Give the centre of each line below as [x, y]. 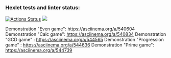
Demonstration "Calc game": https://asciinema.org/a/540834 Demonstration [86, 34]
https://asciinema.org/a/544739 [39, 50]
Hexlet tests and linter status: [43, 8]
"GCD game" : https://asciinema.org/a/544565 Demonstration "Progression [85, 40]
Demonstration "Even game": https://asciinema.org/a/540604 [70, 29]
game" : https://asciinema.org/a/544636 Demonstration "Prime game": [80, 45]
